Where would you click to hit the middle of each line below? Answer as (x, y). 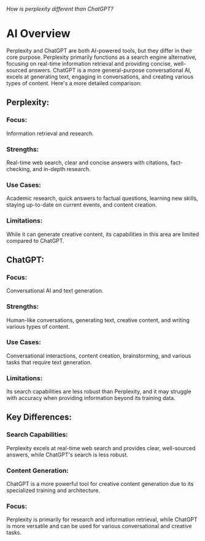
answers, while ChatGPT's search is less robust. (68, 455)
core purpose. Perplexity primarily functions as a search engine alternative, (102, 57)
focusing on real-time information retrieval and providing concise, (89, 63)
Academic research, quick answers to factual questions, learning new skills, (102, 198)
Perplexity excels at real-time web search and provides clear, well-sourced (101, 448)
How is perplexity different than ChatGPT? (60, 9)
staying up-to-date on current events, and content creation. (82, 205)
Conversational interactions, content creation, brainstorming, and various (99, 356)
